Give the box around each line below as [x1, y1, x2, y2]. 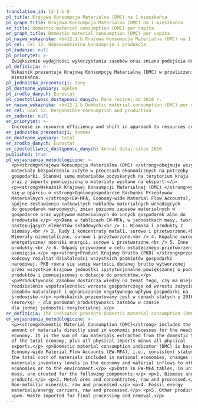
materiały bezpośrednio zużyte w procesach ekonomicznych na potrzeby [11, 168, 189, 174]
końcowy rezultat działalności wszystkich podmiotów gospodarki [11, 256, 173, 262]
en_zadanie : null [6, 113, 49, 119]
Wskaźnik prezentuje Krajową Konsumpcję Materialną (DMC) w [11, 69, 162, 75]
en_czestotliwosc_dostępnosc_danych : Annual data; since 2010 [6, 146, 162, 152]
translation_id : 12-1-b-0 [6, 8, 70, 15]
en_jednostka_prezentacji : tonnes [6, 129, 91, 136]
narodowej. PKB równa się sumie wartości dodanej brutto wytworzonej [11, 261, 186, 267]
